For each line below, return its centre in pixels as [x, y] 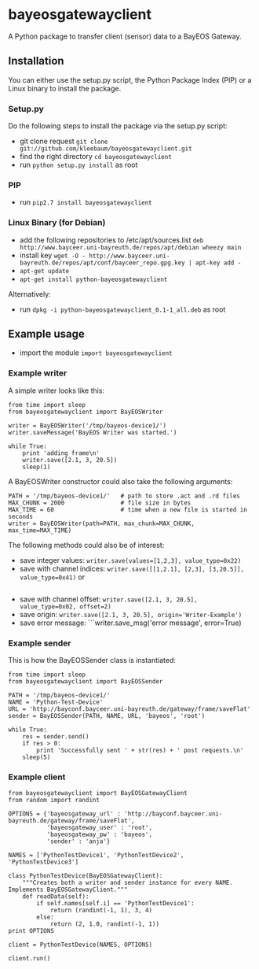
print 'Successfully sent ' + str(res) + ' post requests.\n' [140, 751]
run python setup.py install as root [78, 165]
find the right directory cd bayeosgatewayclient [96, 157]
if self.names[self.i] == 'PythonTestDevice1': [115, 904]
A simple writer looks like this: [56, 390]
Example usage [46, 334]
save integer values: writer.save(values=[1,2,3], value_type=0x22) [130, 560]
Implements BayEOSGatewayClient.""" [68, 890]
